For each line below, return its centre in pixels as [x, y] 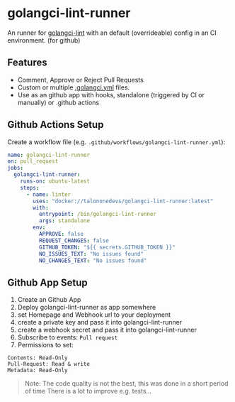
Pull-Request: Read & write [49, 364]
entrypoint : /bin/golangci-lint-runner [98, 214]
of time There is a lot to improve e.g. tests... [88, 391]
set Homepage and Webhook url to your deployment [94, 315]
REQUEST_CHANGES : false [74, 240]
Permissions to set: [46, 345]
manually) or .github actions [58, 102]
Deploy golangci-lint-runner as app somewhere [87, 308]
